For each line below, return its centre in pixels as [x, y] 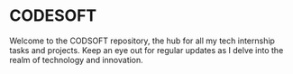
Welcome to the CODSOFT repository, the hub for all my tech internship [142, 41]
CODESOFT [53, 16]
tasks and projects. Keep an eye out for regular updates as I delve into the [146, 50]
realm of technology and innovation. [77, 60]
